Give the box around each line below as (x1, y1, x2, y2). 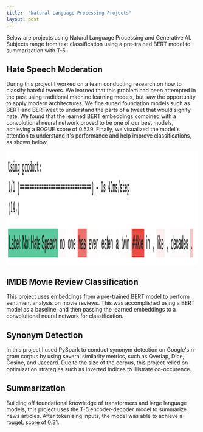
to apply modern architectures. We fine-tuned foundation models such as (6, 100, 190, 107)
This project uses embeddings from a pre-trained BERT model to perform (6, 293, 190, 301)
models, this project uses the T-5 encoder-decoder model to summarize (6, 405, 187, 413)
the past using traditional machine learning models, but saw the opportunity (6, 93, 196, 100)
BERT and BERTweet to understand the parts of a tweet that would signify (6, 106, 191, 114)
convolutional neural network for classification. (6, 312, 124, 319)
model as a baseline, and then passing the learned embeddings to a (6, 306, 176, 313)
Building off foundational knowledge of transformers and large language (6, 399, 187, 406)
